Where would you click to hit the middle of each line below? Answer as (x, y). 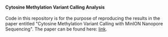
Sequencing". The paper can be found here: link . (56, 29)
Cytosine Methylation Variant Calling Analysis (55, 7)
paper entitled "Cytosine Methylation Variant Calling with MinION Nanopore (84, 24)
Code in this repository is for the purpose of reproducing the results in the (83, 18)
